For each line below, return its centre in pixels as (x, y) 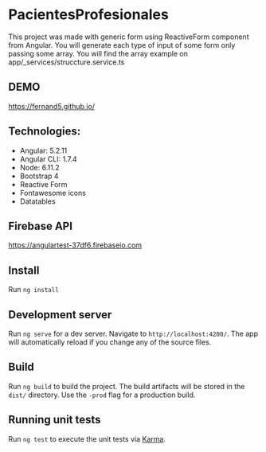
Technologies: (45, 132)
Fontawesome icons (53, 193)
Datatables (37, 201)
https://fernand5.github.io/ (52, 106)
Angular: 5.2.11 (43, 150)
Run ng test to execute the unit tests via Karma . (87, 438)
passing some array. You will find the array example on (98, 53)
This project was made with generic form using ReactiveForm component (129, 37)
